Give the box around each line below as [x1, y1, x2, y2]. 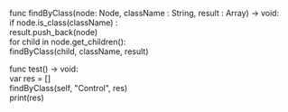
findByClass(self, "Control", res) [9, 83, 128, 93]
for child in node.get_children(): [9, 36, 126, 47]
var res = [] [9, 73, 51, 84]
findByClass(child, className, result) [9, 46, 149, 57]
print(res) [9, 92, 45, 103]
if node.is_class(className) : [9, 17, 118, 28]
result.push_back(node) [9, 27, 98, 37]
